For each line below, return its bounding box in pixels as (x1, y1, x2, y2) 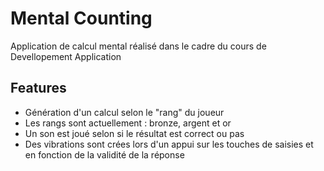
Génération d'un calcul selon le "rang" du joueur (24, 106, 225, 118)
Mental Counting (10, 7, 153, 30)
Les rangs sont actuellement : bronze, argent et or (24, 117, 232, 129)
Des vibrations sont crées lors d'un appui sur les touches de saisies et (24, 138, 314, 150)
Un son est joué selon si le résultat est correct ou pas (24, 127, 245, 139)
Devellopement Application (10, 50, 122, 62)
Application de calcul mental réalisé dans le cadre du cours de (10, 40, 267, 52)
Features (10, 80, 67, 97)
